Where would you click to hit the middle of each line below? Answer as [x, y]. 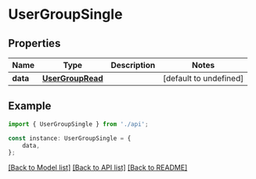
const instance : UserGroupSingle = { [70, 138]
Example [30, 106]
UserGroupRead [72, 78]
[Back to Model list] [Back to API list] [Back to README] [98, 168]
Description [133, 65]
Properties [34, 43]
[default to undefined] [204, 78]
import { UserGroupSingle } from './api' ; [78, 124]
